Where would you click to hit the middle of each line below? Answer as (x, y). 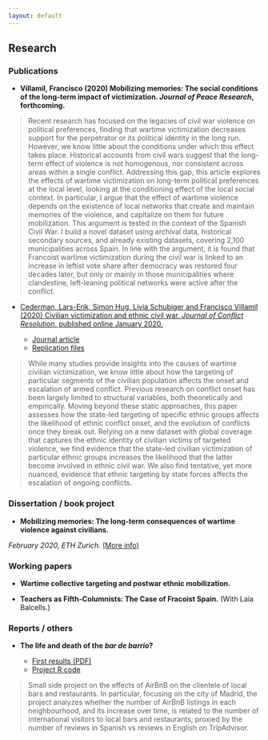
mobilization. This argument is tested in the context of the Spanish (137, 223)
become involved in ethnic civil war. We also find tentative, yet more (140, 466)
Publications (33, 71)
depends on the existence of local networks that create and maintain (141, 206)
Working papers (40, 566)
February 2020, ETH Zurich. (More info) (74, 545)
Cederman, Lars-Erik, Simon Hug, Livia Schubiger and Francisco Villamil (139, 307)
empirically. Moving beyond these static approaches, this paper (132, 406)
